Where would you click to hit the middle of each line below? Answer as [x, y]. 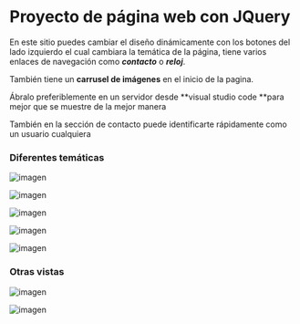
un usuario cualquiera [50, 133]
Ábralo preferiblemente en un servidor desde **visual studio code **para [147, 97]
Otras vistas [37, 272]
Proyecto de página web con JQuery [150, 17]
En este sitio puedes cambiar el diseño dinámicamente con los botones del [150, 42]
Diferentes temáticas [57, 157]
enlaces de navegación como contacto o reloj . [98, 61]
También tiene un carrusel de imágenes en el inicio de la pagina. [131, 78]
